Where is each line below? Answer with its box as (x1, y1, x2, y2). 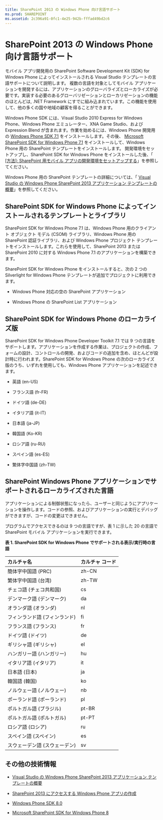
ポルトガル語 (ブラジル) (7, 705, 62, 712)
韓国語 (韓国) (7, 677, 37, 684)
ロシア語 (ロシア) (7, 723, 47, 730)
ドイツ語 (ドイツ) (7, 632, 47, 639)
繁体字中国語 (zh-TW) (12, 462, 56, 467)
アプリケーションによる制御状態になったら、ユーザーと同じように (5, 500, 137, 506)
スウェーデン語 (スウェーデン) (7, 742, 76, 749)
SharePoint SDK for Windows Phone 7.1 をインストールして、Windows (5, 140, 145, 146)
